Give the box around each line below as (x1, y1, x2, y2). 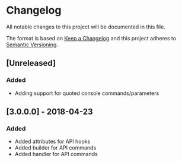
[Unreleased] (6, 58, 56, 68)
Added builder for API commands (14, 144, 97, 151)
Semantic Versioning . (6, 41, 58, 48)
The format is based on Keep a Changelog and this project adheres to (6, 34, 177, 42)
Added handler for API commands (14, 151, 98, 158)
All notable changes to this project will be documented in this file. (6, 23, 166, 30)
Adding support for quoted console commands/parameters (14, 90, 159, 97)
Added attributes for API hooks (14, 138, 91, 145)
